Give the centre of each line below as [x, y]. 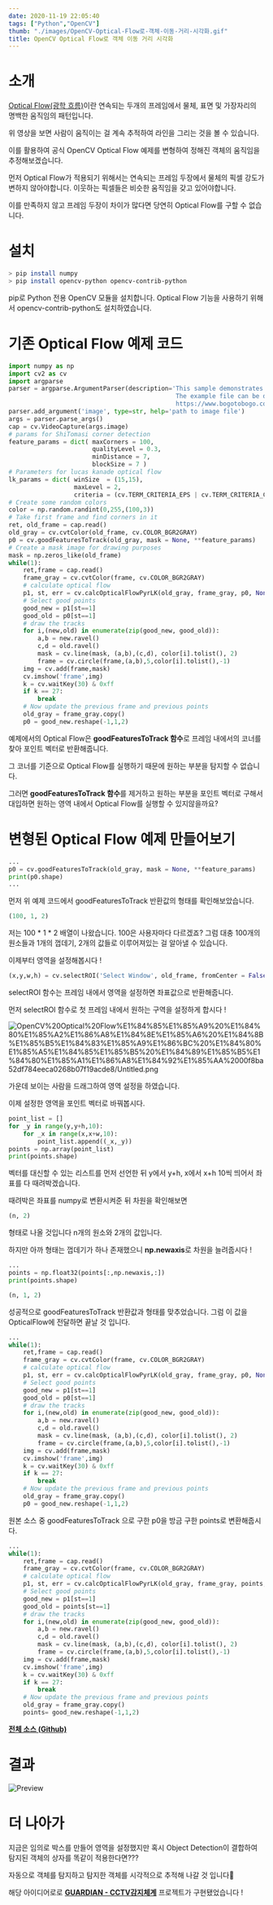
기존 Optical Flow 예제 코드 [96, 344]
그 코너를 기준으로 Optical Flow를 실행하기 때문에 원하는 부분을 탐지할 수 [123, 765]
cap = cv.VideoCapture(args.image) [69, 427]
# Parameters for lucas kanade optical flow [85, 472]
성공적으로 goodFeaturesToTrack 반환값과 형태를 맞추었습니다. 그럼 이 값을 [128, 1312]
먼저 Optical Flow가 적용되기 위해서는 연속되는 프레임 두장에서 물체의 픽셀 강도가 [136, 178]
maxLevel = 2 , [97, 487]
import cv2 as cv [38, 374]
